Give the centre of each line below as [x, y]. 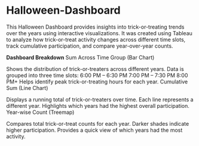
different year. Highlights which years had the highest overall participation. [98, 105]
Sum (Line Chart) [27, 88]
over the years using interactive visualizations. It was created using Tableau [99, 33]
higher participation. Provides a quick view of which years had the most [94, 130]
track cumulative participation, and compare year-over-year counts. [90, 46]
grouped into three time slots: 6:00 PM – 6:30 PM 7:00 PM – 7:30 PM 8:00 [97, 75]
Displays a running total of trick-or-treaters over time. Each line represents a [100, 100]
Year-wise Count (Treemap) [40, 112]
